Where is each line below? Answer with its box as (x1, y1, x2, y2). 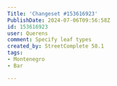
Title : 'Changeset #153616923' (7, 10, 98, 17)
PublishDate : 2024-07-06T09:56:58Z (7, 17, 111, 24)
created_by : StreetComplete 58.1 (7, 43, 104, 50)
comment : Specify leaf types (7, 36, 92, 43)
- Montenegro (7, 56, 45, 63)
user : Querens (7, 29, 49, 37)
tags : (7, 50, 23, 57)
